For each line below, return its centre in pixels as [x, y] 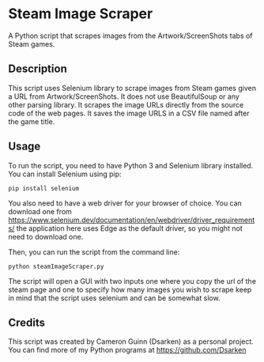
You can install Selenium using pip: [65, 174]
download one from [40, 211]
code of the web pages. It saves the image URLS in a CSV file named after [129, 113]
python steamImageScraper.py [56, 266]
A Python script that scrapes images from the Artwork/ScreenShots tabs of [130, 36]
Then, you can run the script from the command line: [94, 252]
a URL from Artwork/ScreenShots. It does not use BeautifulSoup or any [124, 96]
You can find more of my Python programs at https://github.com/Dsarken [127, 350]
